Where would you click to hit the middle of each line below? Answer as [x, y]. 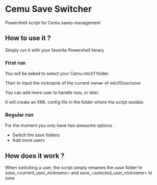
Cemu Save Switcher [49, 9]
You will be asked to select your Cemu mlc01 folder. [57, 74]
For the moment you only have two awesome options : [60, 125]
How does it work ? [35, 156]
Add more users [28, 140]
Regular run [19, 115]
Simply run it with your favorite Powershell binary [55, 50]
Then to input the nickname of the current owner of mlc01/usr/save [73, 83]
